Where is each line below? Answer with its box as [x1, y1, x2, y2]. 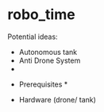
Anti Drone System [18, 56, 81, 65]
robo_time [7, 6, 76, 24]
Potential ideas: [7, 32, 58, 41]
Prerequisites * [18, 79, 68, 89]
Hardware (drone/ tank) [18, 95, 97, 104]
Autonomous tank [18, 47, 77, 56]
